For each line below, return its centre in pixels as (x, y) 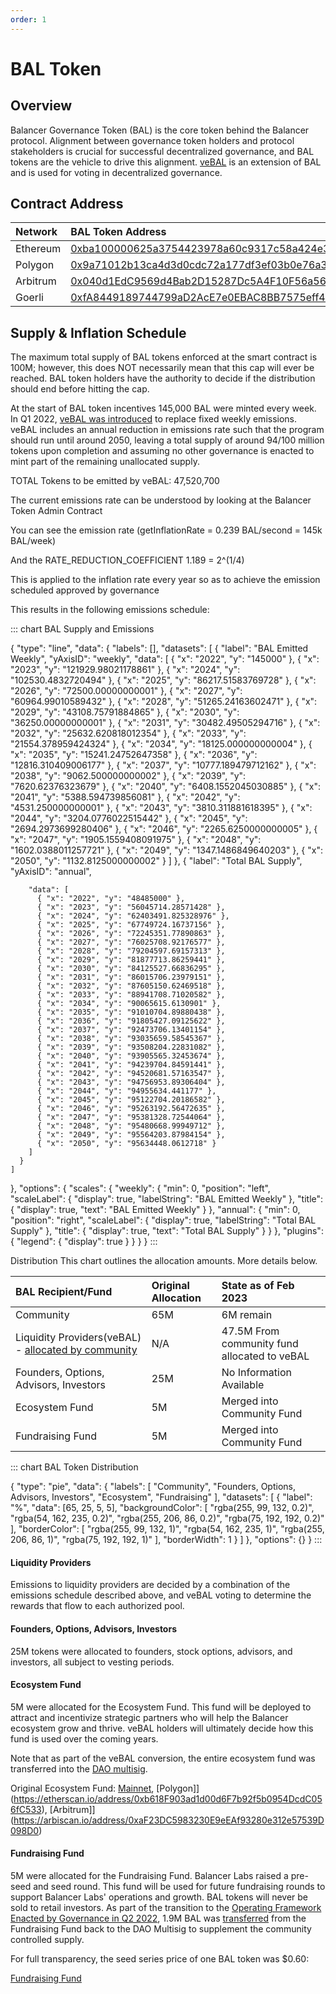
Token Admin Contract (56, 511)
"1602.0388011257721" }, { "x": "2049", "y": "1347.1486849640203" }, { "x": (166, 850)
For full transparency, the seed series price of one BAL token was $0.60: (160, 1959)
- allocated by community (76, 1350)
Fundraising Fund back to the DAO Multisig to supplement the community (161, 1929)
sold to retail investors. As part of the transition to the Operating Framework (166, 1908)
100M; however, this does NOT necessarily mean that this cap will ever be (162, 368)
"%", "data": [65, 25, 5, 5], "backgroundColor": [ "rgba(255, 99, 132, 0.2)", (162, 1508)
